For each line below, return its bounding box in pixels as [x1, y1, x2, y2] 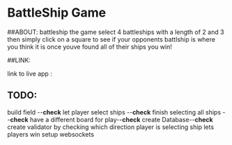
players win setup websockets [7, 130, 95, 138]
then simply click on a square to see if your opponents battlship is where [7, 35, 216, 43]
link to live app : [7, 69, 52, 78]
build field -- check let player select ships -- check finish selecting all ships [7, 108, 222, 116]
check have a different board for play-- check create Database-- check [10, 115, 214, 123]
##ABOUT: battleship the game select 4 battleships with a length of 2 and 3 [7, 28, 224, 36]
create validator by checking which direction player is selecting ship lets [7, 123, 215, 131]
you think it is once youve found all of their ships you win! [7, 42, 172, 51]
